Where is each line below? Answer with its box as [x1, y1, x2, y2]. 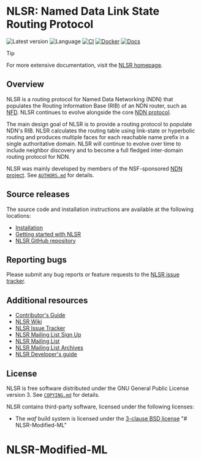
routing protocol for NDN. [6, 153, 70, 160]
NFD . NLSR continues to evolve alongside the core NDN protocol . [6, 109, 172, 116]
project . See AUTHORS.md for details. [6, 171, 94, 178]
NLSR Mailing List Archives [15, 344, 84, 351]
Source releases [6, 189, 70, 200]
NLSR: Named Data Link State [6, 4, 160, 18]
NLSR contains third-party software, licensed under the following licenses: [6, 403, 194, 410]
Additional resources [6, 295, 88, 305]
